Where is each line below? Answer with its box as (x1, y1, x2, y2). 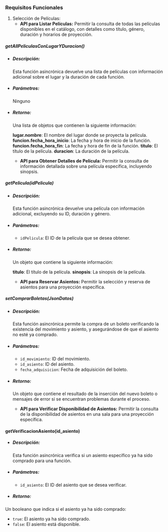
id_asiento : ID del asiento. (20, 361, 75, 367)
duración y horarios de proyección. (20, 32, 93, 38)
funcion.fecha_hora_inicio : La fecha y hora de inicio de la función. (12, 137, 151, 143)
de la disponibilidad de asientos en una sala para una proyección (20, 411, 154, 417)
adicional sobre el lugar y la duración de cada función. (12, 73, 125, 80)
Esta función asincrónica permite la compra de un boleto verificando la (12, 321, 159, 327)
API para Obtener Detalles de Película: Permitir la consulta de (20, 158, 149, 164)
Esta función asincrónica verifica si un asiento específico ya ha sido (12, 452, 153, 458)
